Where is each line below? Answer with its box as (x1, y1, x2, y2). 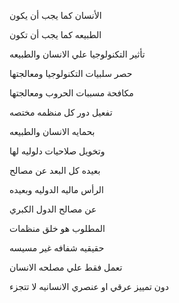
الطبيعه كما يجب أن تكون (9, 29, 102, 40)
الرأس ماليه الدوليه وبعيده (9, 184, 105, 195)
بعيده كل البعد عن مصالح (9, 165, 101, 176)
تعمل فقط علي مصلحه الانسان (9, 261, 123, 273)
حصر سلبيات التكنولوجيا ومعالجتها (9, 68, 133, 79)
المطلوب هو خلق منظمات (9, 223, 106, 234)
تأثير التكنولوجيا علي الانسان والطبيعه (9, 48, 146, 60)
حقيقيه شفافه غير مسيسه (9, 242, 105, 254)
